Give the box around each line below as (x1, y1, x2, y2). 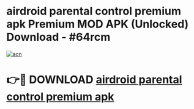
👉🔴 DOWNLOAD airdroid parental (6, 73, 182, 86)
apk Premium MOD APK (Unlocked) (6, 17, 189, 31)
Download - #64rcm (6, 30, 111, 44)
